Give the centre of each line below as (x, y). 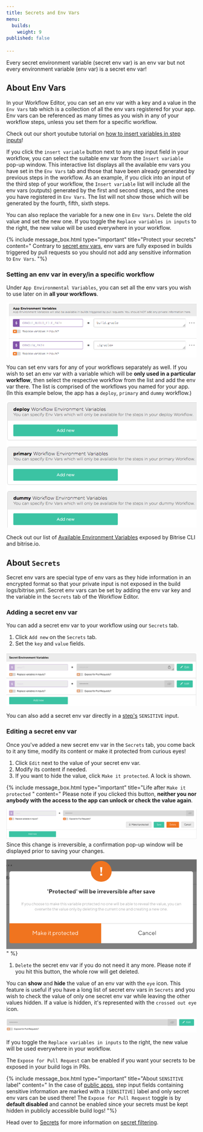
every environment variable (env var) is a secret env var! (76, 69)
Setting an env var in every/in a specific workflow (80, 274)
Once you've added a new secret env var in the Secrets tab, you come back (101, 744)
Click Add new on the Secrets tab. (56, 637)
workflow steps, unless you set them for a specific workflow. (82, 122)
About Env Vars (36, 88)
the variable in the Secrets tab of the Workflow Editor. (73, 596)
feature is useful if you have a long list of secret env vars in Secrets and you (101, 990)
